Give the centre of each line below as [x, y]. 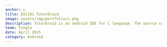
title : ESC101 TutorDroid [32, 14]
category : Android [24, 37]
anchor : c [15, 10]
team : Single [19, 28]
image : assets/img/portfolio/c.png [42, 19]
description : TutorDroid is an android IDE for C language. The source [81, 23]
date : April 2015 [23, 32]
